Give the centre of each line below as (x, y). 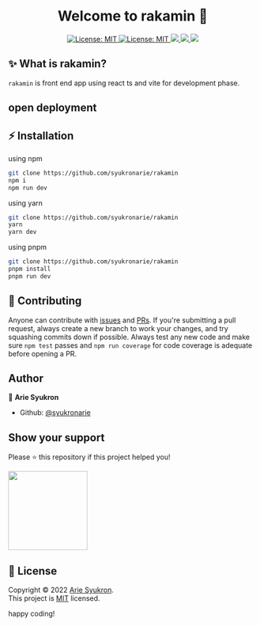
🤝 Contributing (45, 301)
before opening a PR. (43, 353)
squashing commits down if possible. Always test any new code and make (129, 337)
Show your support (57, 437)
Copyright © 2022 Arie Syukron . (61, 590)
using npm (25, 158)
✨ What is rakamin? (57, 64)
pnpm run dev (30, 276)
